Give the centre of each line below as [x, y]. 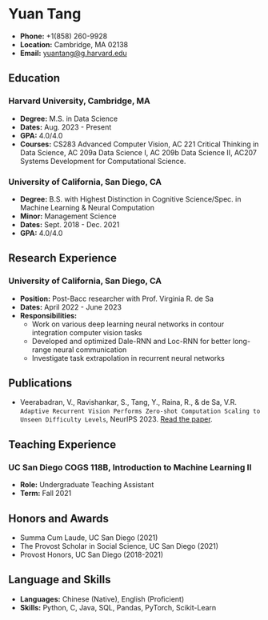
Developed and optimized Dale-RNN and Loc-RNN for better [131, 341]
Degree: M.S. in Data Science [69, 118]
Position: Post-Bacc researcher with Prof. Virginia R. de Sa [116, 298]
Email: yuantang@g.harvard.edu [74, 53]
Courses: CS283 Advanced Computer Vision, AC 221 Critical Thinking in [139, 144]
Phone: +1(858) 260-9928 [64, 36]
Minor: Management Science [68, 216]
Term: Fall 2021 [46, 494]
